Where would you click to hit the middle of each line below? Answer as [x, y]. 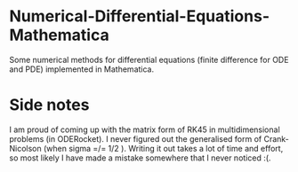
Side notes [49, 105]
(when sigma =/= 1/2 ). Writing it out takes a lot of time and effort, [163, 148]
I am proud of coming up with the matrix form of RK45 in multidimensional [145, 129]
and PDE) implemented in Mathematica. [81, 69]
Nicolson [25, 148]
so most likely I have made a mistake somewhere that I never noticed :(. [140, 158]
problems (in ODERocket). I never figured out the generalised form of [136, 138]
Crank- [276, 138]
